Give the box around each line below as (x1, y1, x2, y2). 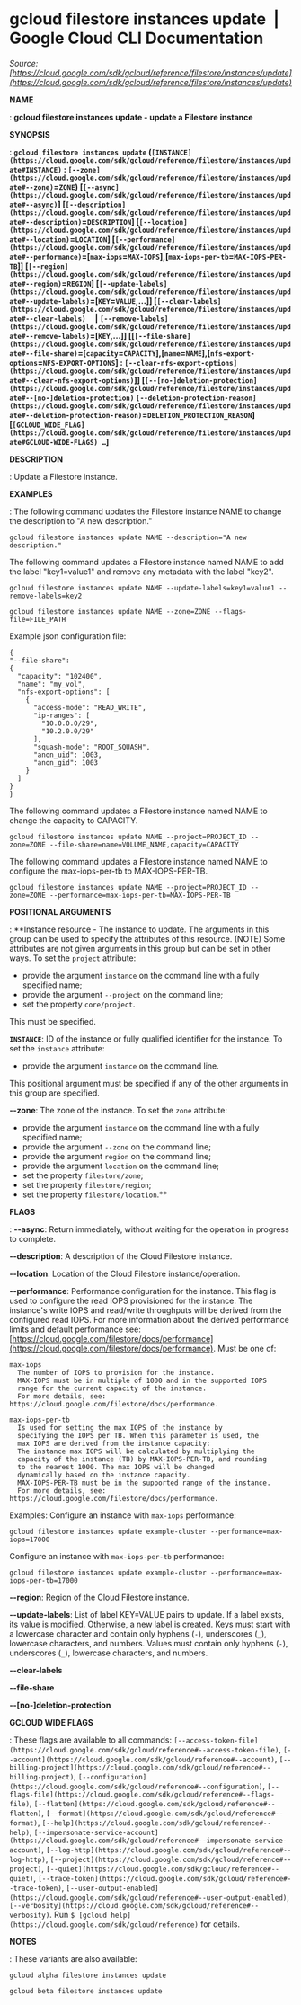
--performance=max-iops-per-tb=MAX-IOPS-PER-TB (49, 891, 231, 900)
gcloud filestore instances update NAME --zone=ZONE (9, 607, 211, 616)
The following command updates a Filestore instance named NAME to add (9, 556, 285, 567)
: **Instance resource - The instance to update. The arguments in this (9, 924, 270, 935)
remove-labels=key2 (9, 591, 83, 600)
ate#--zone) (9, 182, 54, 192)
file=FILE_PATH (9, 615, 66, 624)
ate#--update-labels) (9, 297, 91, 306)
